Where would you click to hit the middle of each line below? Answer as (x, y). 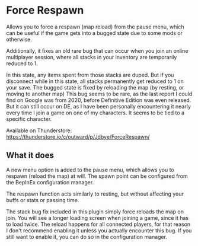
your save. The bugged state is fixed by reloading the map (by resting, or (95, 87)
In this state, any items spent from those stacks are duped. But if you (90, 75)
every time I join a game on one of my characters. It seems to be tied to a (95, 113)
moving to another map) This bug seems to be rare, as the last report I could (99, 94)
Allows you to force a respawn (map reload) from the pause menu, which (95, 27)
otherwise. (19, 39)
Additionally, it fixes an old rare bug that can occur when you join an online (97, 50)
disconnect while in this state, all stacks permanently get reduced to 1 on (95, 81)
